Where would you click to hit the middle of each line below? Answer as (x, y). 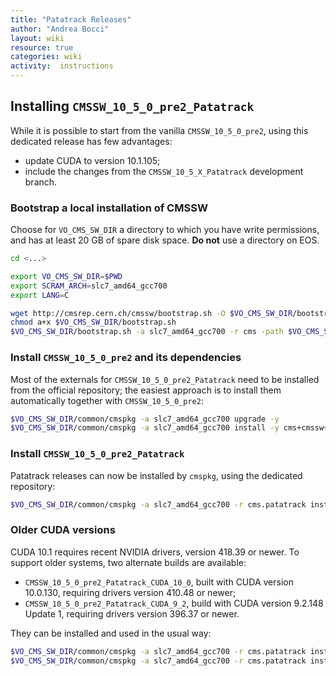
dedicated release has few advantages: (91, 141)
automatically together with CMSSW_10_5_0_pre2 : (107, 400)
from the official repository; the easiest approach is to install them (146, 390)
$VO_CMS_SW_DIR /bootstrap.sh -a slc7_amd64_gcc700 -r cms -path (147, 332)
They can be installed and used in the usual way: (111, 633)
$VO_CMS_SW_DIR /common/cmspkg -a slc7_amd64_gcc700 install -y (145, 428)
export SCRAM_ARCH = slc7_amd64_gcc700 (89, 286)
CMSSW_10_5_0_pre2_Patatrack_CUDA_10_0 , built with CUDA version (159, 582)
